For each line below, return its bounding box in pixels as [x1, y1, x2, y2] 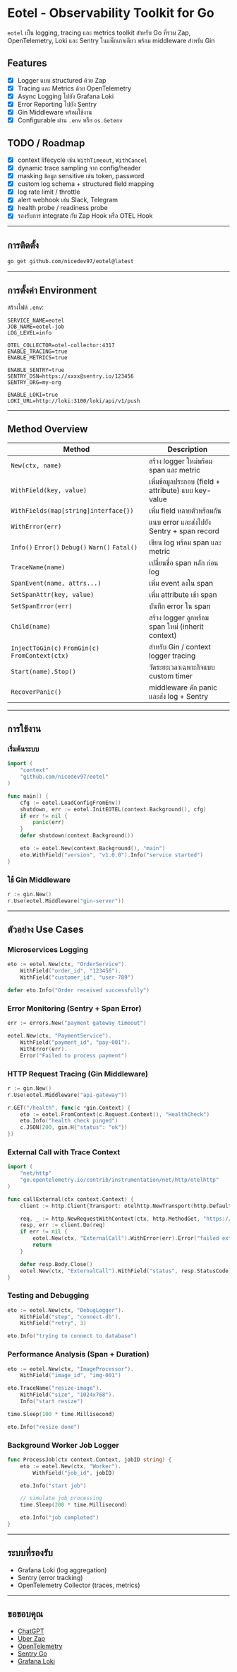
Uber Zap [17, 1634, 46, 1642]
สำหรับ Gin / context [149, 641, 212, 651]
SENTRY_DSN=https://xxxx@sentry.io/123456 [7, 373, 134, 380]
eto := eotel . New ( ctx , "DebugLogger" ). [7, 1306, 125, 1313]
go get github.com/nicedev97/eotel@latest [7, 258, 134, 265]
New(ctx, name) [11, 461, 62, 470]
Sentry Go [17, 1649, 47, 1658]
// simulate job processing [20, 1494, 102, 1502]
